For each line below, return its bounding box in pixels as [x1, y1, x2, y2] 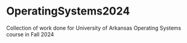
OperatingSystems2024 [6, 4, 130, 18]
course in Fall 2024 [6, 30, 54, 38]
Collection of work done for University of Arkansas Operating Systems [6, 24, 182, 31]
